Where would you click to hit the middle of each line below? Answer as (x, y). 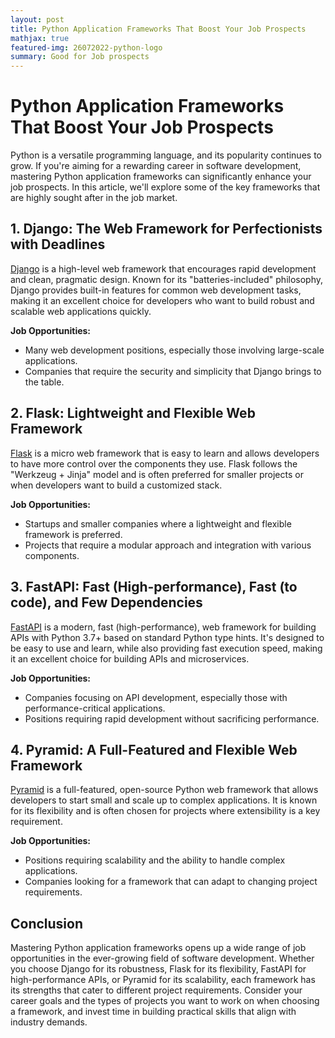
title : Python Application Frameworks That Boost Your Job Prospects (158, 29)
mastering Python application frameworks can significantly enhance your (161, 177)
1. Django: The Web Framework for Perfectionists (166, 229)
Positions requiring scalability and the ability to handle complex (155, 860)
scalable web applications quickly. (81, 311)
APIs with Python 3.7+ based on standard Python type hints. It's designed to (167, 637)
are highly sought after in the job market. (94, 198)
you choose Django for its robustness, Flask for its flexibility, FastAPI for (158, 969)
